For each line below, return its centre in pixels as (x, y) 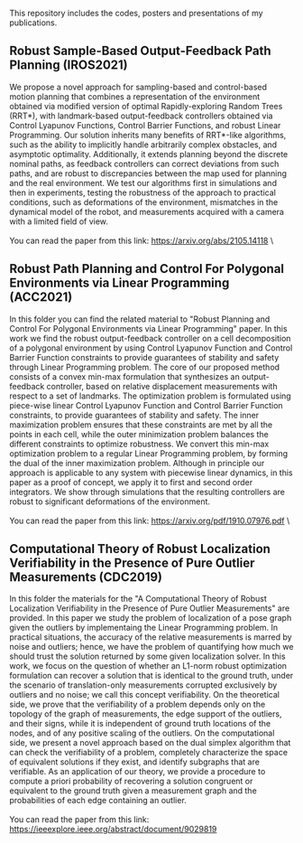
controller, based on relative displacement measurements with (162, 386)
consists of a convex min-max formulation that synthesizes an (125, 376)
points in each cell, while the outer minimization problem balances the (139, 434)
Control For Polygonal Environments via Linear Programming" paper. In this (148, 328)
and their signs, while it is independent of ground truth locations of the (140, 724)
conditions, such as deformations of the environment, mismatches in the (144, 201)
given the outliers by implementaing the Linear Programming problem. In (144, 628)
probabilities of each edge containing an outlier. (98, 801)
